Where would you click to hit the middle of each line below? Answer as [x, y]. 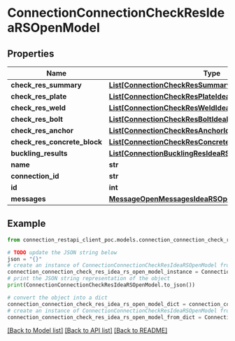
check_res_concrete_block [57, 142]
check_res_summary [46, 85]
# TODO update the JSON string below [62, 252]
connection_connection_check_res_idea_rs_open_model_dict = [97, 304]
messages [28, 199]
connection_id [35, 176]
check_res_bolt [37, 119]
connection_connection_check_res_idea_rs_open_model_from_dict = [104, 317]
